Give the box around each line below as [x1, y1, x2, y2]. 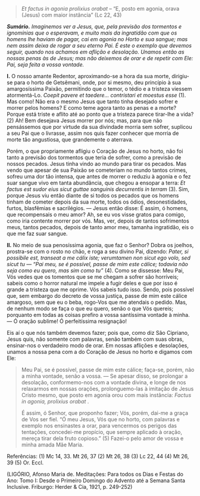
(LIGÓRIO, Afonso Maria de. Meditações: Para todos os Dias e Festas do [7, 471, 184, 477]
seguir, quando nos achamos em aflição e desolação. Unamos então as [7, 48, 185, 56]
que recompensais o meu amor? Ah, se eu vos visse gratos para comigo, [7, 211, 186, 218]
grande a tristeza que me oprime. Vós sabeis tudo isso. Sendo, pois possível [7, 286, 194, 293]
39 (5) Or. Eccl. [7, 459, 44, 466]
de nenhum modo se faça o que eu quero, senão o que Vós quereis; [7, 305, 174, 312]
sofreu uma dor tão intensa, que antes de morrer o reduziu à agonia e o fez [7, 173, 191, 180]
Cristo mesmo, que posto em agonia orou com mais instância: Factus [21, 392, 192, 399]
